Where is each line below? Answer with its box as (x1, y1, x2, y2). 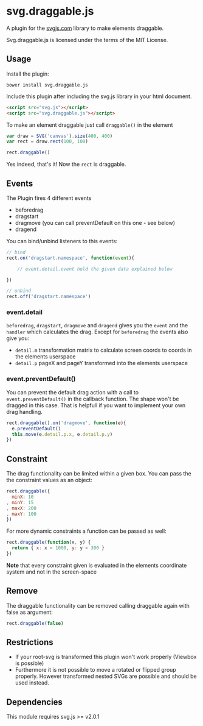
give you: (6, 335, 29, 342)
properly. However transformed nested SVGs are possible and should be (15, 672, 197, 680)
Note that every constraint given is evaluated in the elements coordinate (6, 561, 187, 569)
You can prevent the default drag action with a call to (6, 388, 139, 396)
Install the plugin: (6, 70, 50, 77)
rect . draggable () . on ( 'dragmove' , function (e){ (6, 419, 126, 426)
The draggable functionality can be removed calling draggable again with (6, 602, 190, 609)
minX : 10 (12, 494, 34, 500)
